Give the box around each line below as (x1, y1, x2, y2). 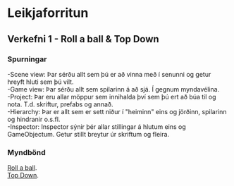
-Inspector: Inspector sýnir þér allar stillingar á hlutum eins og (7, 122, 187, 131)
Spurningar (7, 54, 47, 64)
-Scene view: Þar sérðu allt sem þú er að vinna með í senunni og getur (7, 70, 211, 78)
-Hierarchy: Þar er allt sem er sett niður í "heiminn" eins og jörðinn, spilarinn (7, 107, 227, 116)
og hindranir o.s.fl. (7, 115, 61, 123)
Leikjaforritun (7, 5, 89, 21)
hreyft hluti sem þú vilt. (7, 77, 74, 86)
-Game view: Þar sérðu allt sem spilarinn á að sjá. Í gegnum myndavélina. (7, 85, 220, 93)
